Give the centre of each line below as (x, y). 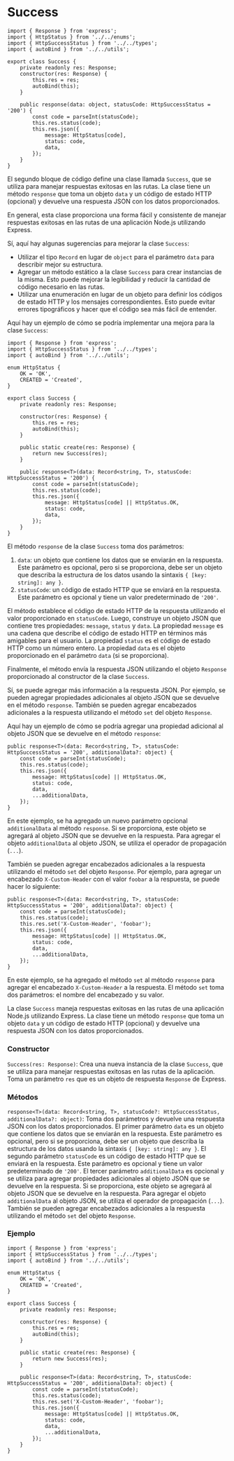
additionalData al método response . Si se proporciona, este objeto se (107, 828)
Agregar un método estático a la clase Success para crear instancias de (119, 271)
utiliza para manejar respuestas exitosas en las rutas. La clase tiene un (109, 186)
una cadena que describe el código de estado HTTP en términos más (107, 633)
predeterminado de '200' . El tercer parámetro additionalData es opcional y (116, 1171)
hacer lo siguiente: (34, 886)
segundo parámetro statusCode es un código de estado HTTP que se (107, 1156)
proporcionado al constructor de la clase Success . (79, 676)
